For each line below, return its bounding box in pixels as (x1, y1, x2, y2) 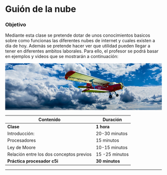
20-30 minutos (95, 130, 128, 137)
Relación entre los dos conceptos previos (7, 151, 92, 157)
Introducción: (7, 130, 35, 137)
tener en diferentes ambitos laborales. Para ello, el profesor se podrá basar (5, 48, 159, 54)
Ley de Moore (7, 144, 36, 150)
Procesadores (7, 137, 36, 143)
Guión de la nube (5, 3, 76, 15)
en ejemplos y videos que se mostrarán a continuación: (5, 54, 119, 59)
